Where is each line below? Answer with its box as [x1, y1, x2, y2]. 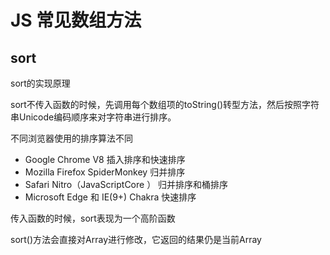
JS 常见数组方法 [10, 9, 142, 32]
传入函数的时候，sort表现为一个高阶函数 [10, 212, 176, 224]
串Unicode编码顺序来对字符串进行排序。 [10, 111, 177, 123]
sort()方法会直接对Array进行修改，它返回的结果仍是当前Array [10, 234, 262, 245]
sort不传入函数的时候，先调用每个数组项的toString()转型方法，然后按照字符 [10, 99, 320, 110]
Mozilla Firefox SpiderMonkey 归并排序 [24, 166, 186, 178]
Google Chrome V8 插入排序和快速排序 [24, 154, 186, 165]
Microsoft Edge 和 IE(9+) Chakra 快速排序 [24, 191, 197, 203]
